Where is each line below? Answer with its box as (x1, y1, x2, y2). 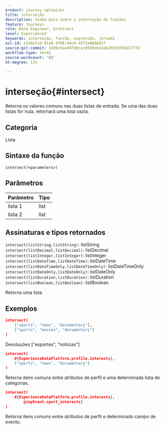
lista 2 (8, 211, 23, 218)
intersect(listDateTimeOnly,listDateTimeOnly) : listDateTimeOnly (5, 263, 144, 269)
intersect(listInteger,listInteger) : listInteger (5, 253, 106, 259)
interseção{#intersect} (5, 86, 105, 97)
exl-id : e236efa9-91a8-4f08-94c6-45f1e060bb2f (5, 41, 106, 46)
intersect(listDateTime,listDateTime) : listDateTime (5, 258, 116, 264)
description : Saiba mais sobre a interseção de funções (5, 17, 126, 22)
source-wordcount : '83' (5, 55, 56, 60)
